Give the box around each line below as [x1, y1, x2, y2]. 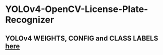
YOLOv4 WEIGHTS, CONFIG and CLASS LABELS [5, 34, 158, 42]
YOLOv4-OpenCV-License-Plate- [5, 3, 148, 15]
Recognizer [5, 14, 54, 25]
